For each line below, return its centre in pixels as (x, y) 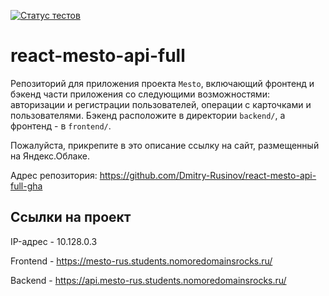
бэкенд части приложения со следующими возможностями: (140, 94)
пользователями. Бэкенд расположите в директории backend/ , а (148, 115)
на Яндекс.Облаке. (50, 156)
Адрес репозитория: (54, 175)
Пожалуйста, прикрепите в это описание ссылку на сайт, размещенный (165, 145)
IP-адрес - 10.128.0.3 (54, 241)
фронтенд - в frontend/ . (61, 126)
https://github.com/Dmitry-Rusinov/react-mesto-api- (208, 175)
